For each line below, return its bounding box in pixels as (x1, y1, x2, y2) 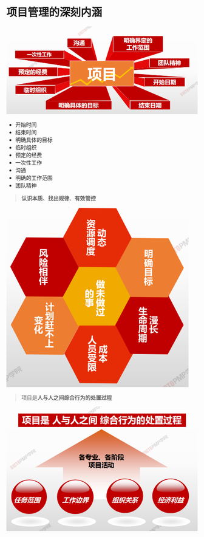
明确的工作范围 (15, 174, 53, 182)
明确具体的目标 (15, 136, 53, 143)
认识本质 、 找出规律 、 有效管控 (21, 195, 96, 202)
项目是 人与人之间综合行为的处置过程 (21, 394, 112, 402)
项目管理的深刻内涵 (6, 5, 103, 19)
